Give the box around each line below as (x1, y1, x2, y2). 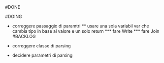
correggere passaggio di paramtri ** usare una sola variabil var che (12, 23, 149, 29)
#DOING (5, 14, 22, 19)
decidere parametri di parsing (12, 52, 73, 58)
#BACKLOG (12, 34, 36, 39)
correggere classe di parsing (12, 43, 71, 48)
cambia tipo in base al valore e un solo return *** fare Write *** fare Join (12, 28, 160, 34)
